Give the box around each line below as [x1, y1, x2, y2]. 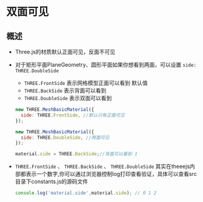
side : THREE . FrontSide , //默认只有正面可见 [21, 112, 125, 118]
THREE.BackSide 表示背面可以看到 [24, 87, 107, 94]
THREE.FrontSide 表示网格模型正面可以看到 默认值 [24, 79, 148, 86]
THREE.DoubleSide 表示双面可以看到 [24, 95, 112, 101]
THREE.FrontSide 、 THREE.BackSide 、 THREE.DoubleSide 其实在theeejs [15, 163, 190, 170]
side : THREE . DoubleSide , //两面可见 [21, 134, 110, 141]
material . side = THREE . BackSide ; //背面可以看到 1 [15, 151, 138, 157]
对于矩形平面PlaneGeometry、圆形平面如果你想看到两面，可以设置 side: [15, 61, 197, 68]
